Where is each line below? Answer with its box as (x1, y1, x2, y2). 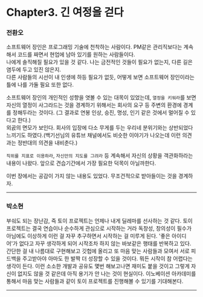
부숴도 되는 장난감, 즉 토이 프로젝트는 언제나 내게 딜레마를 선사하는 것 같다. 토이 (6, 217, 193, 224)
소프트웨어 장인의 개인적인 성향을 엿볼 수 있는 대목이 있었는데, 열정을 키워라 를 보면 (6, 94, 196, 101)
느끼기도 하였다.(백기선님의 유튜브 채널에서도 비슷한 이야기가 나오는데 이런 (6, 132, 181, 139)
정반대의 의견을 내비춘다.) (17, 139, 78, 147)
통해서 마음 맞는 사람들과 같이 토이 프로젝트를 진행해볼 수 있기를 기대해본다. (6, 277, 184, 284)
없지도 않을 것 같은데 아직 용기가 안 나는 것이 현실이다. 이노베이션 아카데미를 (17, 270, 196, 277)
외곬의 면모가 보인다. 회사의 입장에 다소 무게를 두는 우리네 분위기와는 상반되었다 (6, 124, 193, 132)
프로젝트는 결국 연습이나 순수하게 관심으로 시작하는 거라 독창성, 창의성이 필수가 (6, 225, 192, 232)
